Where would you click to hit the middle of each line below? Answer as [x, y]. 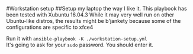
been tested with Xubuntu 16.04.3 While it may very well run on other [90, 15]
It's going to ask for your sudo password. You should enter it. [80, 45]
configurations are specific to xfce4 [50, 27]
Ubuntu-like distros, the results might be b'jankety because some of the [94, 21]
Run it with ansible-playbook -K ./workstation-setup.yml [77, 38]
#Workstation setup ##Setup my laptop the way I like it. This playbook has [97, 9]
